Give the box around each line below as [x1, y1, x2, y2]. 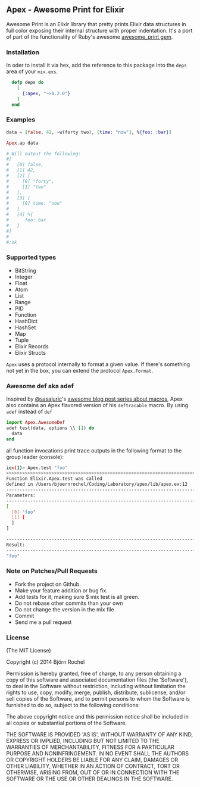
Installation [6, 48, 40, 56]
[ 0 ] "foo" [11, 509, 36, 515]
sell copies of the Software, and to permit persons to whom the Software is [6, 695, 190, 702]
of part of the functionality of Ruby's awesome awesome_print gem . [6, 33, 173, 40]
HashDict [14, 317, 37, 324]
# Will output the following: [6, 151, 82, 157]
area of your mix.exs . [6, 68, 58, 75]
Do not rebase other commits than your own [14, 599, 123, 607]
